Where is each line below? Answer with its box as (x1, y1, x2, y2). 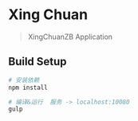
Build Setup (8, 55, 67, 68)
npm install (8, 84, 48, 92)
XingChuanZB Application (27, 32, 113, 41)
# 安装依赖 (8, 76, 40, 84)
